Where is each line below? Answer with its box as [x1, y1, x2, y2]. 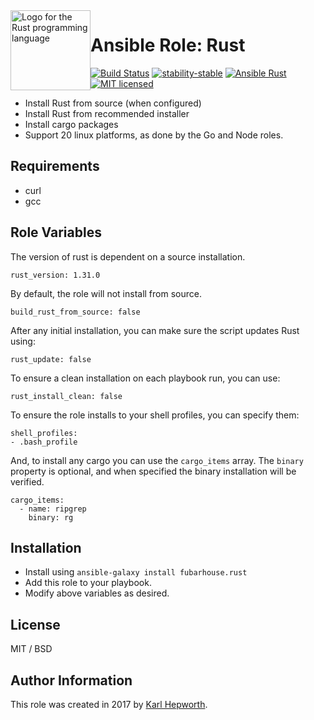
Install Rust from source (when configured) [24, 97, 202, 109]
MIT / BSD [10, 643, 53, 655]
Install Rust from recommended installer [24, 107, 190, 119]
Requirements [10, 158, 100, 175]
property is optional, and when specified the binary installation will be [10, 465, 297, 477]
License [10, 616, 61, 633]
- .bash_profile [10, 437, 78, 447]
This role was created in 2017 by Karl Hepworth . [10, 699, 208, 710]
